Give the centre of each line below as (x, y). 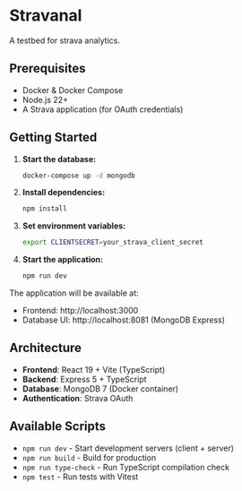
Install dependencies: (64, 193)
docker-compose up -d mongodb (79, 176)
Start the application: (63, 260)
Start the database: (59, 159)
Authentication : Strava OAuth (78, 398)
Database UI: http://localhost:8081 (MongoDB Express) (124, 320)
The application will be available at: (74, 293)
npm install (44, 209)
